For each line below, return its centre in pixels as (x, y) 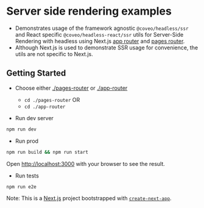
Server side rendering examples (89, 11)
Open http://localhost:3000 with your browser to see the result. (86, 163)
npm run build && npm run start (47, 152)
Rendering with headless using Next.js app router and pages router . (100, 41)
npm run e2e (21, 187)
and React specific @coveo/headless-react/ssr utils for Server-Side (99, 34)
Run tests (27, 176)
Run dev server (34, 118)
